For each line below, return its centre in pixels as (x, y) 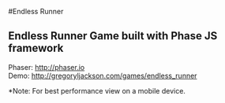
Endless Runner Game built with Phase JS (113, 36)
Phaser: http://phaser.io (47, 67)
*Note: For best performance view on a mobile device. (97, 90)
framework (36, 48)
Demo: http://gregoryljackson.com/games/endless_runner (103, 75)
